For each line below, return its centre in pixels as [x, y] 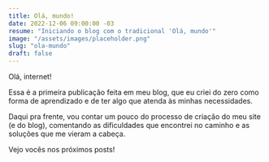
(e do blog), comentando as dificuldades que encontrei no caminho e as [129, 125]
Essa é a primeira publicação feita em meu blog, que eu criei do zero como [134, 92]
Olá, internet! [30, 77]
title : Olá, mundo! [41, 16]
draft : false [30, 53]
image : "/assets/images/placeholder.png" [80, 38]
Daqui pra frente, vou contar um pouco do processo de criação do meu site [135, 117]
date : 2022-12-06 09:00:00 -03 [61, 23]
